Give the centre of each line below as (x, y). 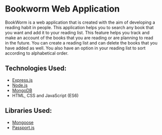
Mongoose (23, 122)
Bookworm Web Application (62, 9)
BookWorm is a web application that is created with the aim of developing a (80, 22)
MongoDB (22, 90)
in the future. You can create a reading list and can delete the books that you (81, 43)
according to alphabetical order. (37, 53)
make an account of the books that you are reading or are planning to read (79, 38)
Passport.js (23, 127)
